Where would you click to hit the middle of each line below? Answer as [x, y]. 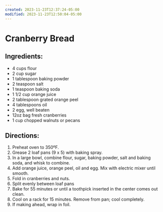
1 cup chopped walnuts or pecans [46, 120]
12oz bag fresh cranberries [39, 115]
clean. [18, 194]
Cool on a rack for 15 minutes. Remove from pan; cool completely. [78, 199]
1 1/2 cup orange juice [34, 94]
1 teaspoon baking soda [36, 89]
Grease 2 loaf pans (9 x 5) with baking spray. [57, 153]
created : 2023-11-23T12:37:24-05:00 [42, 10]
